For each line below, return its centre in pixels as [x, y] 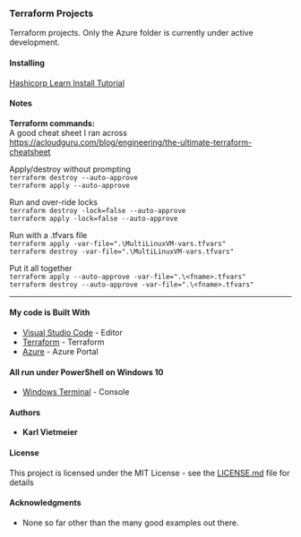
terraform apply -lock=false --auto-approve [94, 218]
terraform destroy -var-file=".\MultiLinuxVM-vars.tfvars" [122, 251]
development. [34, 42]
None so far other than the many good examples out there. [130, 523]
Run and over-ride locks [54, 202]
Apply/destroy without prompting [70, 169]
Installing [27, 63]
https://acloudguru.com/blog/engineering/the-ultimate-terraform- [131, 142]
